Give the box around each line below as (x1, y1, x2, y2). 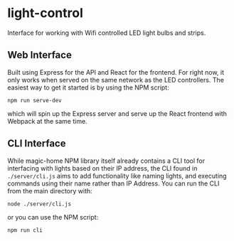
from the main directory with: (7, 186, 92, 195)
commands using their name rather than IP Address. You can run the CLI (7, 179, 220, 188)
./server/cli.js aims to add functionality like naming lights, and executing (7, 171, 227, 180)
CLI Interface (7, 137, 66, 150)
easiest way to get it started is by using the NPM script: (7, 83, 169, 92)
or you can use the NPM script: (7, 213, 99, 221)
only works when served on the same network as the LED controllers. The (7, 75, 224, 84)
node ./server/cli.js (7, 200, 72, 208)
